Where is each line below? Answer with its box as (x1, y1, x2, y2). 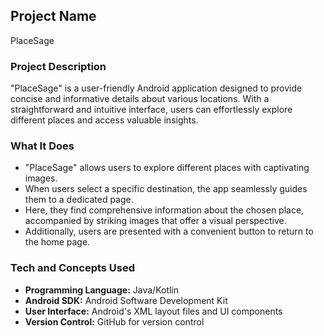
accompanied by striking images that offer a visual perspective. (24, 215, 287, 227)
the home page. (24, 236, 91, 248)
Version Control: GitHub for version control (24, 315, 205, 328)
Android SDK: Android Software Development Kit (24, 294, 228, 306)
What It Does (10, 139, 75, 153)
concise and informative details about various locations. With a (10, 93, 270, 105)
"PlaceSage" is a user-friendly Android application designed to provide (10, 82, 303, 94)
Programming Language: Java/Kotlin (24, 284, 180, 296)
